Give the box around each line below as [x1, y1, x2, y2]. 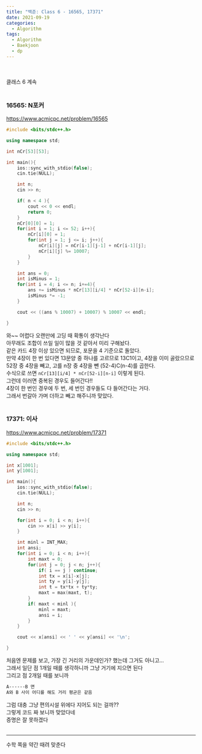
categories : [6, 20, 36, 26]
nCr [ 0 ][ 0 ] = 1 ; [17, 220, 55, 226]
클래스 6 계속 [6, 78, 37, 85]
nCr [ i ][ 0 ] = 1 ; [28, 231, 66, 238]
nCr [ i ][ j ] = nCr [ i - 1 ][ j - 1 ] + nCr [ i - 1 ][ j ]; [38, 243, 147, 249]
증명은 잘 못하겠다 [6, 716, 48, 723]
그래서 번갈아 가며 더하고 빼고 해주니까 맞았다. [6, 392, 114, 399]
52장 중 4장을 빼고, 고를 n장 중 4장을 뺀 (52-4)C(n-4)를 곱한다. [6, 362, 156, 369]
